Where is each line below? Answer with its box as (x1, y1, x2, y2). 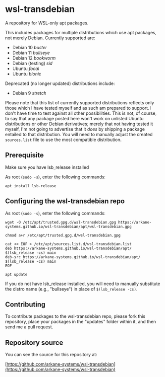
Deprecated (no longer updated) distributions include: (5, 80, 115, 86)
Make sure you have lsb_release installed (5, 164, 89, 170)
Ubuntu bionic (12, 71, 42, 76)
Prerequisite (5, 151, 44, 159)
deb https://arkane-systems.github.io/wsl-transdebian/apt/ (5, 246, 132, 251)
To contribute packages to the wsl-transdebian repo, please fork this (5, 313, 146, 319)
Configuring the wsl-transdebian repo (5, 197, 125, 206)
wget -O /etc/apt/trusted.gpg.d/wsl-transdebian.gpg (5, 220, 116, 225)
